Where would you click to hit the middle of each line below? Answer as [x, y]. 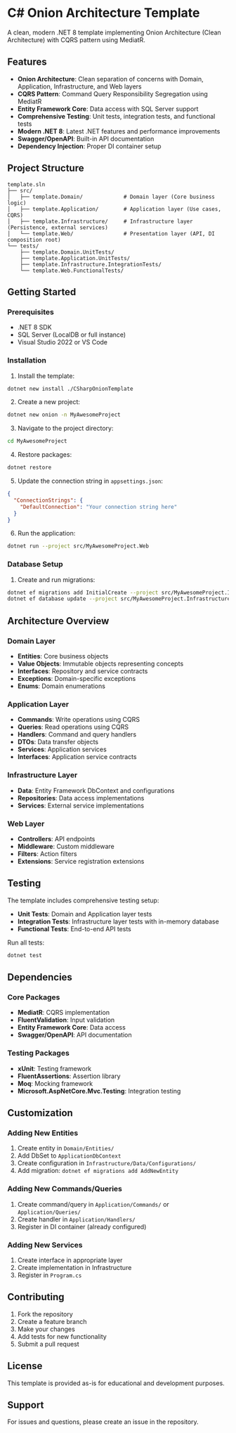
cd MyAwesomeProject [38, 441]
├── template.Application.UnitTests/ [75, 258]
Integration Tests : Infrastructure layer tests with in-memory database [118, 921]
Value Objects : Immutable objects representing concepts [100, 664]
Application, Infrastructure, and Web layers [79, 86]
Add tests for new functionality [62, 1336]
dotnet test [25, 955]
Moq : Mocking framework [55, 1083]
